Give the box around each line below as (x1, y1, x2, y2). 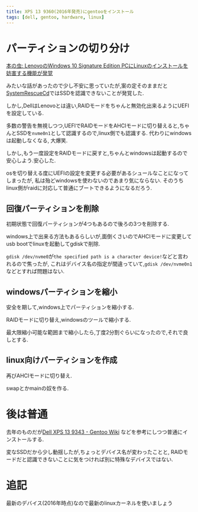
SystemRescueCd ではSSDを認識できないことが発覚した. (6, 89, 144, 97)
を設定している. (6, 110, 44, 117)
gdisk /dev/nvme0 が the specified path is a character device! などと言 (6, 253, 183, 260)
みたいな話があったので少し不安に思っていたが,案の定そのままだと (6, 82, 168, 89)
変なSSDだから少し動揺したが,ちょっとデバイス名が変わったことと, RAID (6, 448, 183, 455)
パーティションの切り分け (6, 41, 130, 55)
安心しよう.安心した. (6, 157, 56, 164)
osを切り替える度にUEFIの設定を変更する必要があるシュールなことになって (6, 169, 189, 177)
